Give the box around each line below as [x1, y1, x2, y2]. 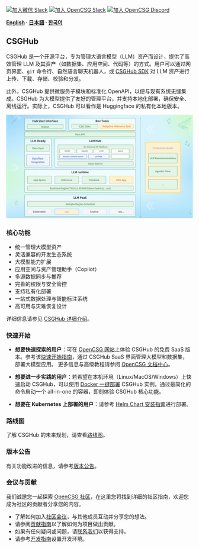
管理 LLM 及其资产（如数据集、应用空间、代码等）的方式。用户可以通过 [11, 60, 186, 67]
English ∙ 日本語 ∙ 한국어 [6, 19, 63, 26]
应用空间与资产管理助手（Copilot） [14, 265, 100, 272]
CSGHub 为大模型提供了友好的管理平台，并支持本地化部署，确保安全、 [16, 95, 190, 102]
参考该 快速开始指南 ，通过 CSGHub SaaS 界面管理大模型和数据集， [25, 353, 188, 360]
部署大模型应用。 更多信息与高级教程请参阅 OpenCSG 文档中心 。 [14, 360, 174, 368]
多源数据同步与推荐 [14, 273, 62, 280]
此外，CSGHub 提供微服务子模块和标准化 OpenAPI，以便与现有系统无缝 [6, 88, 182, 95]
